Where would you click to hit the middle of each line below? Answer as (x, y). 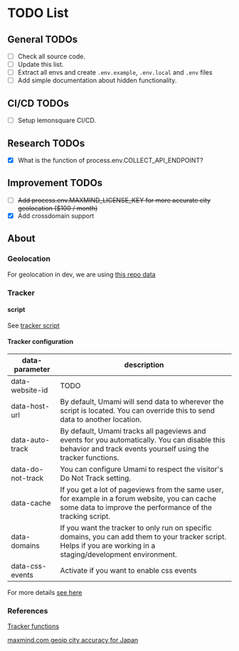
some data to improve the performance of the (136, 507)
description (144, 365)
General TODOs (43, 39)
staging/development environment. (118, 554)
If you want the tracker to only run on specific (136, 527)
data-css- (29, 566)
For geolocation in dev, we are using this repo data (81, 274)
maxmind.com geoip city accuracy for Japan (73, 640)
